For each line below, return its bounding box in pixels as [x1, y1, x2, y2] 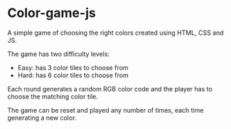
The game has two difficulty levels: [7, 50, 110, 58]
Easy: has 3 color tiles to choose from [17, 63, 129, 72]
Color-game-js [7, 5, 96, 21]
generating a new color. [7, 113, 77, 122]
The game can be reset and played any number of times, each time [7, 106, 204, 114]
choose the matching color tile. [7, 92, 98, 101]
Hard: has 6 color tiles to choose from [17, 71, 129, 79]
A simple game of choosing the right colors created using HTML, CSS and [7, 28, 224, 37]
